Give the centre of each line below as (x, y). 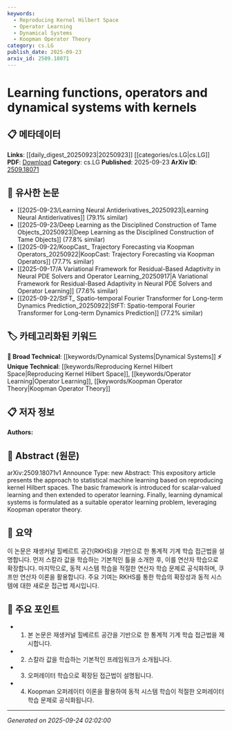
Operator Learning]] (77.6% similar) (68, 290)
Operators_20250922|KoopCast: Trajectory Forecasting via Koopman (116, 254)
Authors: (20, 432)
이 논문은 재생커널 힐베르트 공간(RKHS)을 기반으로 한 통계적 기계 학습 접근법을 (112, 551)
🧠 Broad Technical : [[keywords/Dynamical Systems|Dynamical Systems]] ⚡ (115, 357)
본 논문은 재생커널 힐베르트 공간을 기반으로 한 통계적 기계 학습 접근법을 (122, 635)
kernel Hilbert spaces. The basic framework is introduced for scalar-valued (114, 487)
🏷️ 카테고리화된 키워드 (52, 336)
